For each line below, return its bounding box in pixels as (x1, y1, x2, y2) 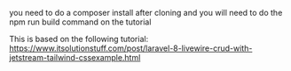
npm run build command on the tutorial (9, 17, 152, 27)
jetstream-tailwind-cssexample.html (9, 53, 141, 62)
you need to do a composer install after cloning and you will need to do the (9, 8, 283, 18)
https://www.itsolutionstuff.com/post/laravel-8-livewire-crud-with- (9, 43, 253, 53)
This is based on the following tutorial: (9, 34, 149, 44)
